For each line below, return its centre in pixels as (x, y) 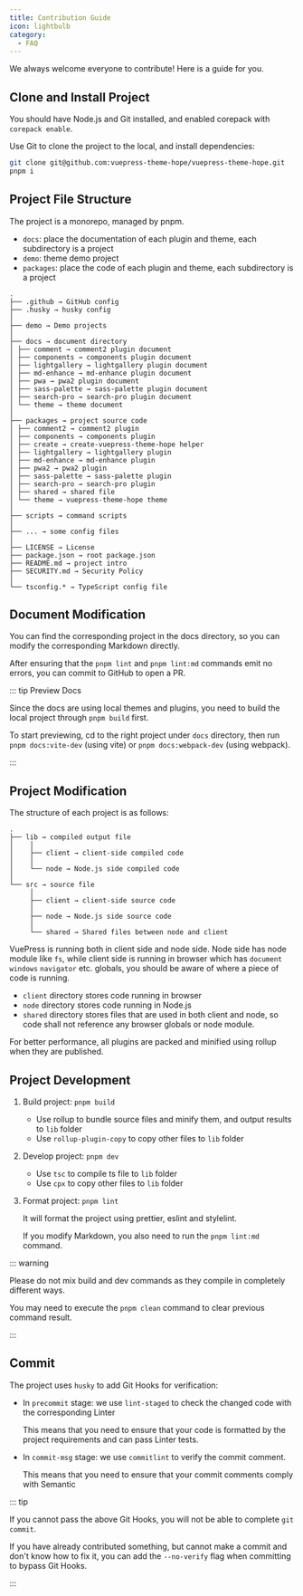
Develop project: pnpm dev (71, 1156)
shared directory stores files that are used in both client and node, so (150, 1015)
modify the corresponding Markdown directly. (95, 646)
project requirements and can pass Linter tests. (110, 1439)
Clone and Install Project (80, 97)
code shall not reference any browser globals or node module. (138, 1025)
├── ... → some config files (64, 531)
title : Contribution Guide (60, 18)
